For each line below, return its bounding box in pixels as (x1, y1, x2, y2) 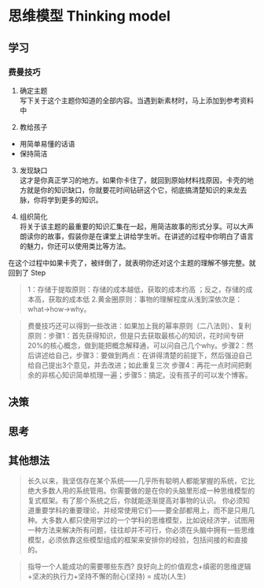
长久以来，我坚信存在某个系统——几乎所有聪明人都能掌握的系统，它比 (27, 476, 255, 486)
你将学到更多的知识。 (33, 194, 103, 205)
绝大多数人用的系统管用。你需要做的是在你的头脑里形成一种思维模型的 (27, 486, 255, 496)
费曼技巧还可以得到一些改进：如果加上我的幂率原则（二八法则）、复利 (27, 320, 251, 331)
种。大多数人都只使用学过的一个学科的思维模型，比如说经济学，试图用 (27, 516, 255, 525)
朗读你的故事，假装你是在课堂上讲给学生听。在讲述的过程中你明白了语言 (19, 231, 254, 241)
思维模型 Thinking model (8, 7, 170, 25)
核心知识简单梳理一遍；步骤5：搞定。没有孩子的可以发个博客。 (48, 370, 253, 379)
